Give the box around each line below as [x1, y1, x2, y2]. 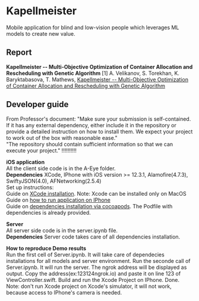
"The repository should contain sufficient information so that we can [6, 140, 173, 148]
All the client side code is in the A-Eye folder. [6, 165, 116, 172]
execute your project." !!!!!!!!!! [6, 147, 77, 154]
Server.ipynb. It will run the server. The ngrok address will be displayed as [6, 264, 187, 271]
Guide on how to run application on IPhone [6, 196, 111, 203]
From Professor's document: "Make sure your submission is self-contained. [6, 115, 191, 123]
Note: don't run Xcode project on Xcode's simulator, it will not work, [6, 283, 172, 290]
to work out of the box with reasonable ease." [6, 134, 118, 141]
